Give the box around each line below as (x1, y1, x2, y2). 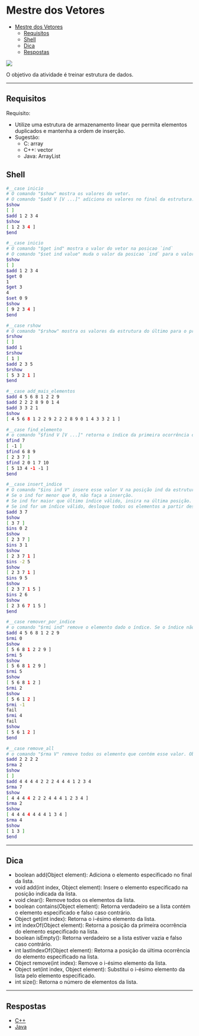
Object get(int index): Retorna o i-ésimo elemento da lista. (14, 916, 156, 923)
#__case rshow (6, 323, 41, 329)
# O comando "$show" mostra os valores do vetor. (6, 191, 131, 197)
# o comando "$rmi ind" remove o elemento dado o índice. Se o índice (6, 624, 184, 630)
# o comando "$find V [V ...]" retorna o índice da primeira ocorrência (6, 432, 190, 438)
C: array (23, 140, 43, 147)
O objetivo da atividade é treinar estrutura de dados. (6, 71, 134, 78)
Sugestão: (14, 133, 40, 141)
